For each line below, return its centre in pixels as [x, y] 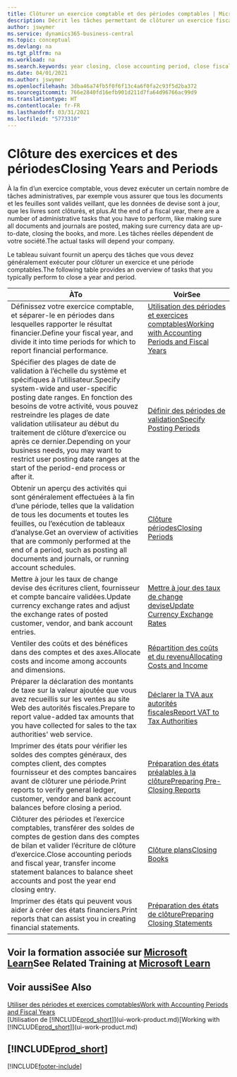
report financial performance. [60, 350]
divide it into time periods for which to [73, 342]
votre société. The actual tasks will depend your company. [91, 241]
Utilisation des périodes [187, 306]
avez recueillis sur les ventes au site [71, 699]
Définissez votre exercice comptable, [72, 306]
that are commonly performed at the [71, 541]
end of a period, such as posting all [69, 550]
